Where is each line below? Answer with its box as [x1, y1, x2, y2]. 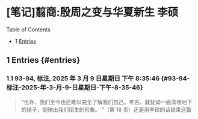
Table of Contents [6, 25, 51, 33]
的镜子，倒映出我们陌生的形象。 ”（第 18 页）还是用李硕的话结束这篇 [20, 106, 192, 113]
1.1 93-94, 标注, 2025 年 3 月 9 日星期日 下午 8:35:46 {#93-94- [6, 74, 190, 83]
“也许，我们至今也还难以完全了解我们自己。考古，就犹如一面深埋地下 [20, 98, 193, 106]
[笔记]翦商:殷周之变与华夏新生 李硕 [6, 5, 179, 19]
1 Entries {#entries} [6, 55, 81, 65]
